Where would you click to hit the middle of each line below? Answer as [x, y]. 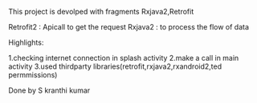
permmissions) [33, 75]
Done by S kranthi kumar [49, 90]
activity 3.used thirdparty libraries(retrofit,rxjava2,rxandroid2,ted [115, 66]
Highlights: [26, 42]
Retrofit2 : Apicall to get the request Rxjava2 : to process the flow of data [129, 27]
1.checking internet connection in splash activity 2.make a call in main [124, 58]
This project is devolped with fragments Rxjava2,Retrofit [101, 12]
